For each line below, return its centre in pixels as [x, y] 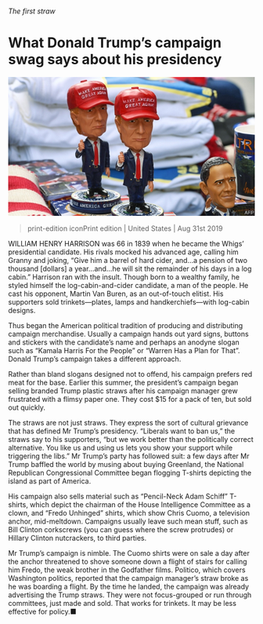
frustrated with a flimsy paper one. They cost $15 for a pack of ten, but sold [130, 400]
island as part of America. [50, 481]
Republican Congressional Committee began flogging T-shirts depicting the [130, 473]
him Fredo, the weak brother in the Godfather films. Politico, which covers [127, 570]
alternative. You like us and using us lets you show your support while [121, 448]
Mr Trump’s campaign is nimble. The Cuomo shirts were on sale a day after [129, 553]
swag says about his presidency [115, 59]
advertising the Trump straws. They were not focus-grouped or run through [130, 595]
